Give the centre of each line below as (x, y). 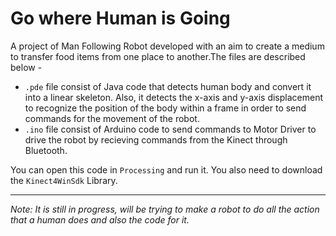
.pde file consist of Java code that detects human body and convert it (168, 86)
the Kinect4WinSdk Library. (64, 180)
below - (26, 67)
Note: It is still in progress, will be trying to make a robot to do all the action (165, 209)
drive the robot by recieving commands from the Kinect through (156, 139)
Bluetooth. (46, 150)
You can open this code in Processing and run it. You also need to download (166, 169)
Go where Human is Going (120, 18)
